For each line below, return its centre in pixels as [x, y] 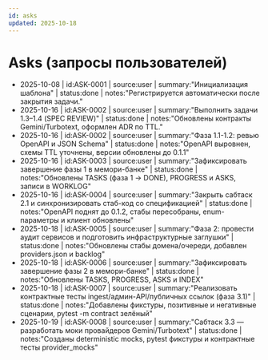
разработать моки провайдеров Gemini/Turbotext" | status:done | [131, 330]
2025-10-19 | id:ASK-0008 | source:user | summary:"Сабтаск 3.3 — [132, 322]
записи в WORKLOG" [56, 186]
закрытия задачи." [51, 101]
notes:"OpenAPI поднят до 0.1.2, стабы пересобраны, [110, 212]
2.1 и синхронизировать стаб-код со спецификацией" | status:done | [136, 204]
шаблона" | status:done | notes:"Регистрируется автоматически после [140, 93]
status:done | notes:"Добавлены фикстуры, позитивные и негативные [138, 305]
